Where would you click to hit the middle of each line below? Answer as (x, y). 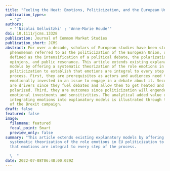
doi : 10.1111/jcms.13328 (31, 33)
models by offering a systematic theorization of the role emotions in (87, 66)
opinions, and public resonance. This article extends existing (79, 62)
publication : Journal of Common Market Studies (56, 39)
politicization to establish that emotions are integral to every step (87, 72)
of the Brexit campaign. (36, 105)
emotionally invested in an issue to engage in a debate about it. (82, 81)
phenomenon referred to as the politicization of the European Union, (86, 52)
